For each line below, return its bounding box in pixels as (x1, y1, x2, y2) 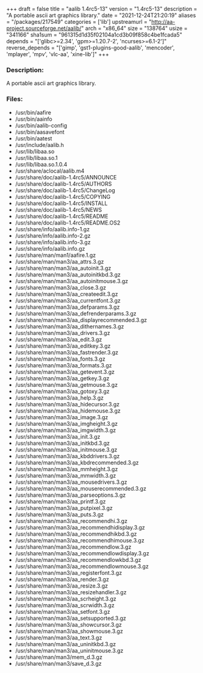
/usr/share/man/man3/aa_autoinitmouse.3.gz (15, 277, 129, 284)
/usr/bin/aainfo (15, 115, 53, 123)
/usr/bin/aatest (15, 134, 52, 142)
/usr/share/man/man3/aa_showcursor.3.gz (15, 621, 122, 628)
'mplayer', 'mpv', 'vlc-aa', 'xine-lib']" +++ (6, 51, 110, 57)
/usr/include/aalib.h (15, 141, 64, 148)
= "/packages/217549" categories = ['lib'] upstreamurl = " (6, 18, 152, 25)
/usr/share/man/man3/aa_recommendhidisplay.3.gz (15, 524, 145, 531)
